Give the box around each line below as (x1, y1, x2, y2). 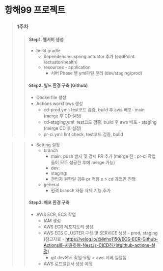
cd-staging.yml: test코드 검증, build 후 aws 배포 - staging (43, 119, 157, 125)
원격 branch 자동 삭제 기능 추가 (51, 187, 111, 193)
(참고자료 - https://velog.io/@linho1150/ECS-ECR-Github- (43, 236, 158, 242)
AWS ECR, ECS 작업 (36, 211, 76, 217)
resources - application (43, 65, 91, 70)
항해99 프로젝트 (4, 4, 66, 16)
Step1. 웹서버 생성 (28, 36, 64, 42)
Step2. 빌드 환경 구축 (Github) (28, 82, 88, 88)
